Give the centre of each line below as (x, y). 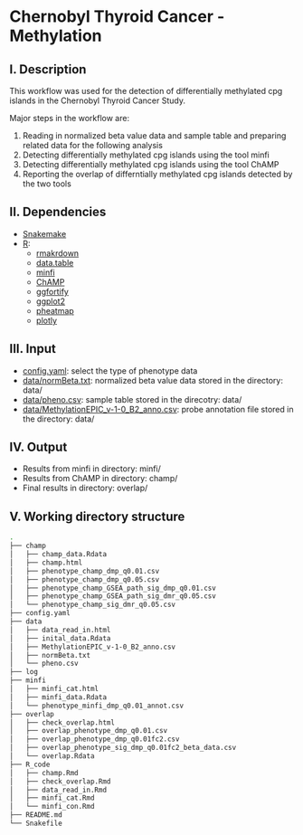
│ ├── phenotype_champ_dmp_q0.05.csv (85, 579)
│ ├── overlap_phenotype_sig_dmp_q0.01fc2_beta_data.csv (123, 748)
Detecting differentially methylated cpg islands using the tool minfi (146, 155)
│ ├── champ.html (46, 563)
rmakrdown (57, 253)
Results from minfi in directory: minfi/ (91, 469)
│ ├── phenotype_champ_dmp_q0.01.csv (85, 571)
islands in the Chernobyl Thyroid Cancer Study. (97, 100)
